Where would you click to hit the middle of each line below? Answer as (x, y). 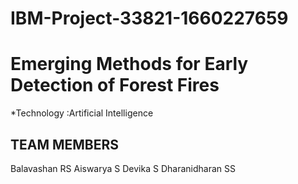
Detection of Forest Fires (115, 85)
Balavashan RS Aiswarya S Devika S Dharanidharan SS (123, 168)
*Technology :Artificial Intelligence (82, 113)
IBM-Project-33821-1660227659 (149, 18)
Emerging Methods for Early (129, 64)
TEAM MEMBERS (65, 144)
